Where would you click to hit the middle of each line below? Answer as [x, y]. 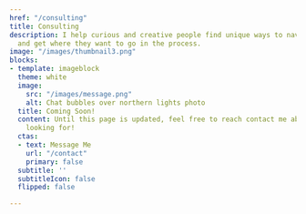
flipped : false [46, 188]
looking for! [51, 128]
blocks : [24, 60]
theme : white [42, 77]
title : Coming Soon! [56, 111]
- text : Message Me [55, 145]
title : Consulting [44, 26]
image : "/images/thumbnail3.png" [73, 52]
